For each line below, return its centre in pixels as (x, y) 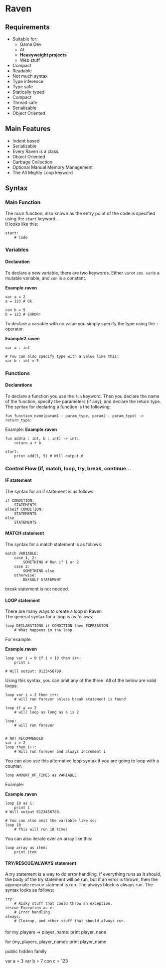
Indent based (26, 140)
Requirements (27, 27)
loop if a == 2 (21, 708)
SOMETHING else (39, 571)
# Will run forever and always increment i (60, 752)
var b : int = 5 (22, 361)
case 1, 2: (25, 558)
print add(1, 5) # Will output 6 (49, 456)
